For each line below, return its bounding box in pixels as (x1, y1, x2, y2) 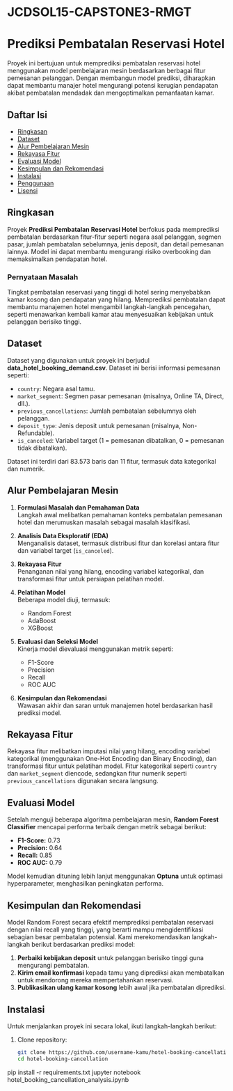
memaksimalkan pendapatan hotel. (7, 255, 108, 263)
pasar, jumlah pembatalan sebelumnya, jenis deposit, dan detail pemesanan (7, 240, 225, 248)
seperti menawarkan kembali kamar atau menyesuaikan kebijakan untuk (7, 311, 214, 319)
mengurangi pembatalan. (17, 962, 90, 970)
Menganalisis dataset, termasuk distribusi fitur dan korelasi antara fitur (17, 539, 220, 547)
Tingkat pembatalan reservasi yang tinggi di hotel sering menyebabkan (7, 288, 211, 297)
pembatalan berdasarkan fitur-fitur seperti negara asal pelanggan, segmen (7, 233, 221, 241)
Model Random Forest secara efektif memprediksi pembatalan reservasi (7, 918, 214, 927)
